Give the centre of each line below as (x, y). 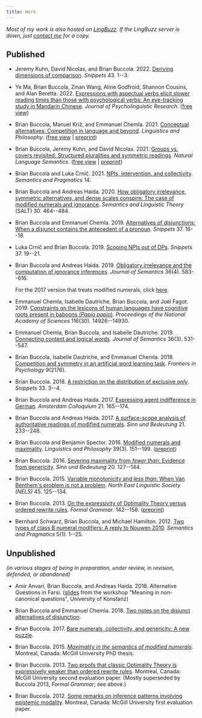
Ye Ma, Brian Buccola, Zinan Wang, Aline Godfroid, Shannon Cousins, (101, 87)
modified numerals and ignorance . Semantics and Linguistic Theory (99, 205)
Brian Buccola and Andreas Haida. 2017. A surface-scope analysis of (100, 418)
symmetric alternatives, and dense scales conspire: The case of (94, 198)
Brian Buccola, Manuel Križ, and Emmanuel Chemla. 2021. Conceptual (102, 125)
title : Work (21, 12)
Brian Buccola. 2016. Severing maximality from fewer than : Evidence (100, 461)
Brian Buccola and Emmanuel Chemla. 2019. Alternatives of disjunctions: (105, 223)
